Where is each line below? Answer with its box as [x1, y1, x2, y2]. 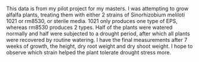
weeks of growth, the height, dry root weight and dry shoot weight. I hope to [6, 43, 193, 50]
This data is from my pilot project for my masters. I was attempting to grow [6, 5, 189, 12]
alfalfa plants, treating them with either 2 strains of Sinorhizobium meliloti [6, 11, 185, 18]
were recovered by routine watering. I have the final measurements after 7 [6, 37, 188, 43]
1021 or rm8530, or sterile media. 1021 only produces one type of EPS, [6, 18, 178, 24]
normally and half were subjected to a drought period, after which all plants [6, 30, 190, 37]
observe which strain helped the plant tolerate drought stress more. [6, 49, 171, 56]
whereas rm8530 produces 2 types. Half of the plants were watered [6, 24, 173, 31]
